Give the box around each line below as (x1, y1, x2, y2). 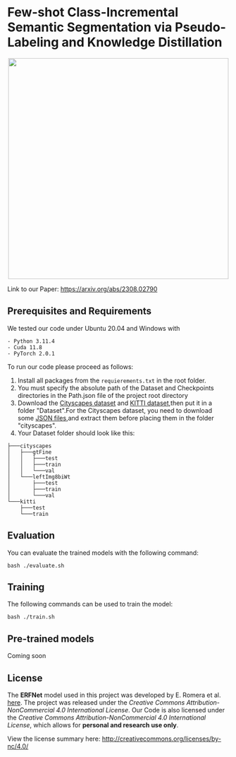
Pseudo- (175, 19, 227, 35)
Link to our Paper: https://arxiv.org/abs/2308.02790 (7, 284, 158, 293)
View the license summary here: (7, 734, 101, 743)
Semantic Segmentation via (7, 19, 173, 35)
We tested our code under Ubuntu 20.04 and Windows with (7, 324, 180, 332)
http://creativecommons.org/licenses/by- (101, 734, 222, 743)
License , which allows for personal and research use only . (7, 721, 179, 729)
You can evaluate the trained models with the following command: (7, 548, 199, 557)
